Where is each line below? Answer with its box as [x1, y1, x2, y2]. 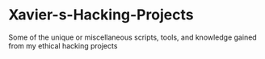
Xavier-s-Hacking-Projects [8, 6, 194, 24]
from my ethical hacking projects [8, 40, 118, 50]
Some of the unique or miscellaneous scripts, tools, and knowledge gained [8, 32, 257, 42]
